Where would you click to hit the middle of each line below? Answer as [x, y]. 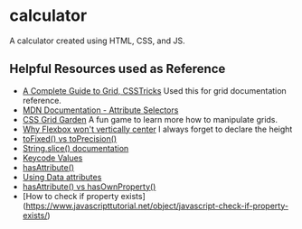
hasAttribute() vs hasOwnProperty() [89, 187]
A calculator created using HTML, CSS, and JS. [97, 41]
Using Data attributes [62, 177]
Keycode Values [52, 158]
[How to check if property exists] [84, 196]
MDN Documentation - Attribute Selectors [100, 110]
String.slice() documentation [75, 148]
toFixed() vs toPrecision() [70, 138]
